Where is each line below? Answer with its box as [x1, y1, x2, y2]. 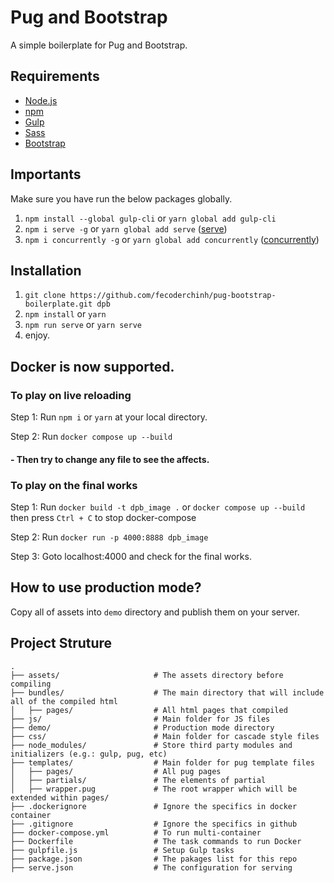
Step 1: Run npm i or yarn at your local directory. [10, 411, 208, 423]
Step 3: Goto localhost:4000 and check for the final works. [10, 550, 252, 562]
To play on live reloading [10, 388, 132, 402]
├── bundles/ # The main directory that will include [10, 687, 325, 698]
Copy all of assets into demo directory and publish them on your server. [10, 606, 300, 618]
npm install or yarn [24, 308, 107, 320]
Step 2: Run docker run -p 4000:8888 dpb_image [10, 531, 209, 543]
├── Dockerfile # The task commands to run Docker [10, 836, 302, 846]
